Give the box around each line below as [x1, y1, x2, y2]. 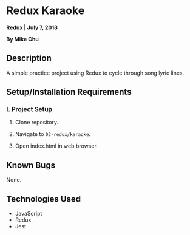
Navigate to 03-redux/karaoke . [15, 131, 91, 138]
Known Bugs [6, 160, 56, 170]
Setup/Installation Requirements [6, 87, 132, 97]
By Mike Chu [6, 35, 39, 43]
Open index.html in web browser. [15, 142, 98, 149]
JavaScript [15, 210, 42, 217]
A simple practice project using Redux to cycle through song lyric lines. [6, 69, 185, 77]
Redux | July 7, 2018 [6, 24, 58, 31]
